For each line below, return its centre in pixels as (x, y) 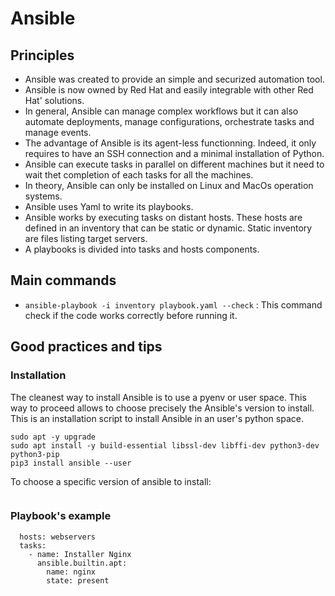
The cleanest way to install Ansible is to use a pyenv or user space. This (158, 397)
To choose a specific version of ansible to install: (111, 481)
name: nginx (71, 572)
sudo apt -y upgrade (53, 437)
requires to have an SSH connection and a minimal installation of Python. (174, 153)
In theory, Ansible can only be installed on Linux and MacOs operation (169, 185)
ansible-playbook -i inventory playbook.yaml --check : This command (173, 304)
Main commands (63, 280)
